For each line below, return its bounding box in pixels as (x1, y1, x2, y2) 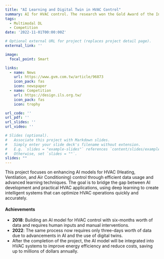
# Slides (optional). (5, 133, 49, 138)
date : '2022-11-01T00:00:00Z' (5, 30, 67, 35)
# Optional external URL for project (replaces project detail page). (5, 39, 152, 44)
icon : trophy (14, 102, 41, 107)
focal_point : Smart (9, 57, 49, 62)
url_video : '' (5, 124, 34, 129)
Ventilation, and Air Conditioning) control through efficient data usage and (5, 174, 154, 180)
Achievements (5, 206, 36, 212)
